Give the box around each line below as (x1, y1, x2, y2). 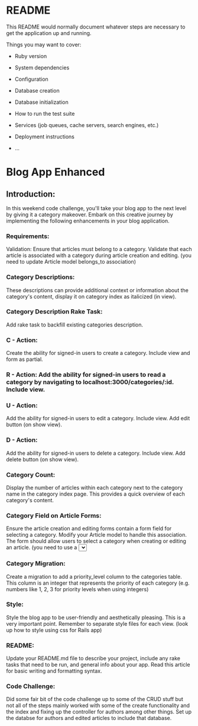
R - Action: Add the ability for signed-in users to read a (6, 370, 166, 379)
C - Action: (6, 336, 38, 344)
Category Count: (6, 470, 56, 478)
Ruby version (14, 52, 47, 59)
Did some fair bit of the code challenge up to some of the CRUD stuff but (6, 696, 183, 703)
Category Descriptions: (6, 273, 75, 281)
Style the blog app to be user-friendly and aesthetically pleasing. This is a (6, 614, 186, 621)
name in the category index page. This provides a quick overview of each (6, 490, 185, 497)
